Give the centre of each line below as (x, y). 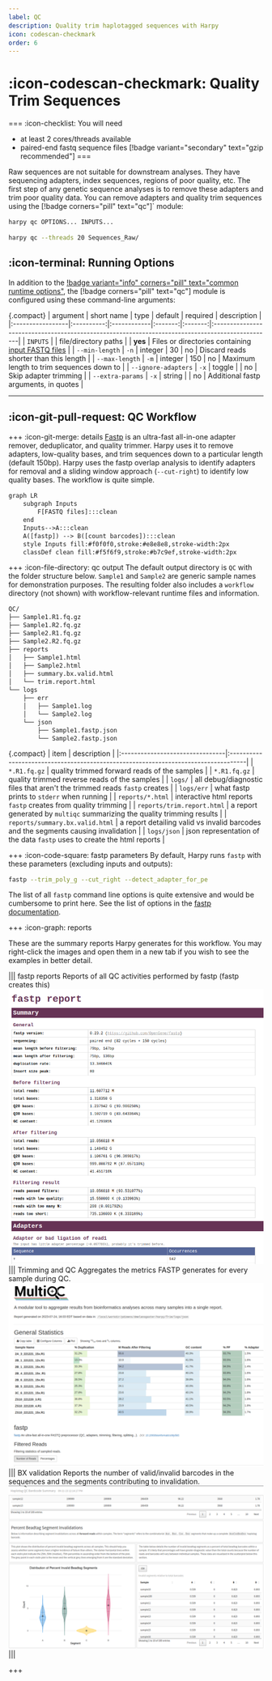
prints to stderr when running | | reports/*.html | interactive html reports (131, 796)
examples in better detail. (51, 961)
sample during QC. (40, 1278)
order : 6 (23, 43)
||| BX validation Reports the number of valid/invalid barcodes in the (121, 1472)
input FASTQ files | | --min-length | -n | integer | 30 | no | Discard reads (127, 350)
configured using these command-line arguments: (92, 299)
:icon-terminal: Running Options (91, 263)
